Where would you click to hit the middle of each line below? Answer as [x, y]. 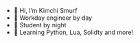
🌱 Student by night [40, 25]
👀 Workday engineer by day [53, 18]
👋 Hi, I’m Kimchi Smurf [45, 11]
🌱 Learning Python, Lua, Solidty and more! [73, 32]
